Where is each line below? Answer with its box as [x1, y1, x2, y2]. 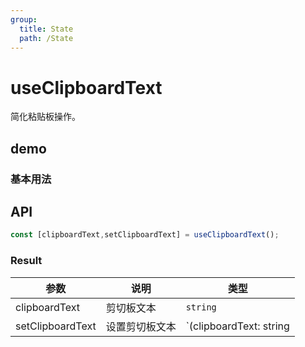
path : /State [19, 33, 74, 43]
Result [10, 254, 43, 268]
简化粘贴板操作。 [10, 111, 81, 123]
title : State [19, 24, 74, 34]
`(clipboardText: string [185, 319, 290, 333]
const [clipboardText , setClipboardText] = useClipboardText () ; [10, 230, 280, 240]
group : [10, 14, 38, 25]
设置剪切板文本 [105, 319, 177, 333]
